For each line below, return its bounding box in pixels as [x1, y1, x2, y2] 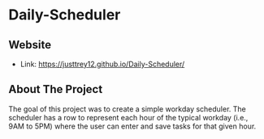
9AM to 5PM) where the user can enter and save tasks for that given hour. [8, 121, 257, 131]
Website [8, 38, 51, 52]
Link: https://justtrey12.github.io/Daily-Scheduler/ [19, 59, 185, 69]
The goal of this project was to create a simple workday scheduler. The [8, 103, 246, 114]
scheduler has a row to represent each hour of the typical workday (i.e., [8, 112, 249, 122]
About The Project [8, 82, 103, 96]
